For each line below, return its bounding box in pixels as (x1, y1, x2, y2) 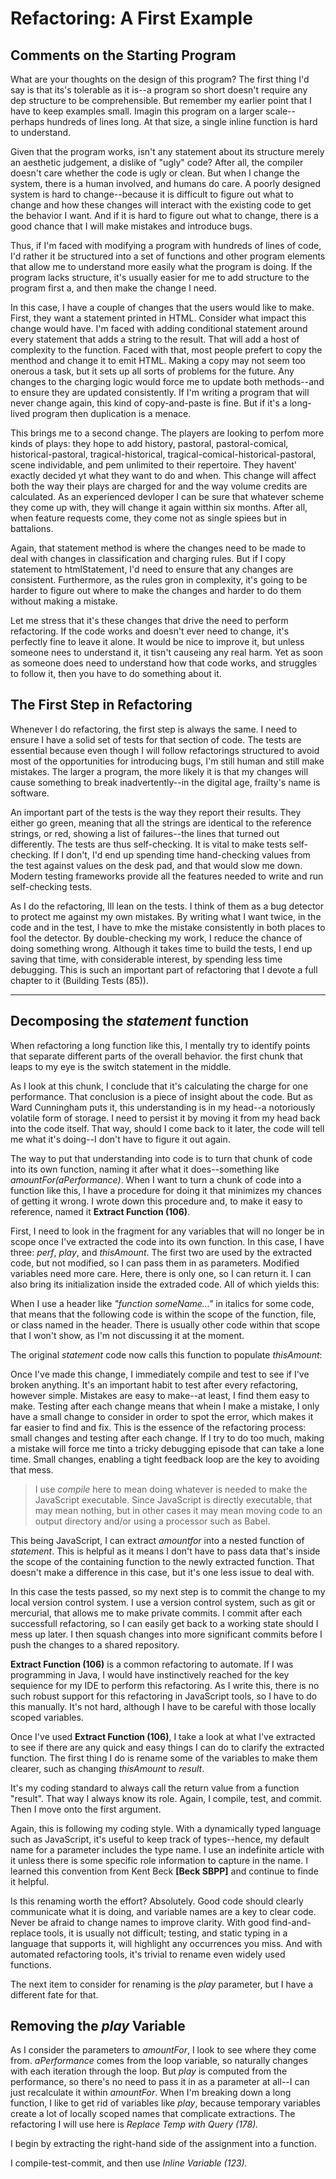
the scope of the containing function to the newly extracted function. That (10, 1555, 315, 1567)
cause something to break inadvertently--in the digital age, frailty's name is (10, 776, 321, 788)
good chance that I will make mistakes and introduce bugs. (10, 220, 253, 232)
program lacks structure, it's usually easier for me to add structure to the (10, 272, 310, 283)
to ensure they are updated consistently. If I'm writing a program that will (10, 387, 310, 398)
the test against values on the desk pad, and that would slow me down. (10, 859, 303, 871)
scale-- (265, 105, 296, 117)
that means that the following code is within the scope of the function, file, (10, 1308, 317, 1320)
